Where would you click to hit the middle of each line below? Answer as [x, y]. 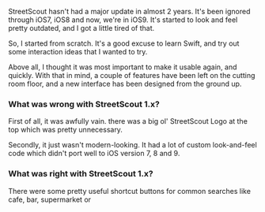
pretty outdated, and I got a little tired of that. [81, 28]
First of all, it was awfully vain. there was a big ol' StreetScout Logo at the [128, 121]
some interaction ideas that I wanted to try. [78, 52]
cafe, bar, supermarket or [50, 199]
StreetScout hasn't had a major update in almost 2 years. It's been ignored [129, 11]
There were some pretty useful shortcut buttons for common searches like [130, 191]
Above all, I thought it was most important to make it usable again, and [123, 67]
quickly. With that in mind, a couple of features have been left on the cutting [132, 75]
